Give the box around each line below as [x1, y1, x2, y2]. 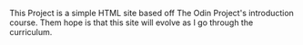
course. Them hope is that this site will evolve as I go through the [9, 17, 254, 28]
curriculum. [9, 27, 53, 37]
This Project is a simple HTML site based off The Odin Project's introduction [9, 8, 294, 18]
